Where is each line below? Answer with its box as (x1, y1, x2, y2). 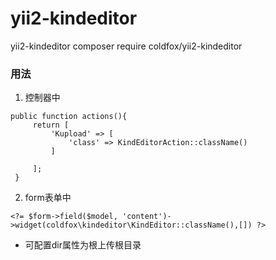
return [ (32, 120, 70, 131)
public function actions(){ (10, 112, 128, 122)
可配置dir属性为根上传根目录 (24, 239, 142, 251)
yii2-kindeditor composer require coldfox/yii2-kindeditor (10, 40, 243, 52)
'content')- (121, 212, 172, 222)
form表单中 (24, 192, 72, 204)
